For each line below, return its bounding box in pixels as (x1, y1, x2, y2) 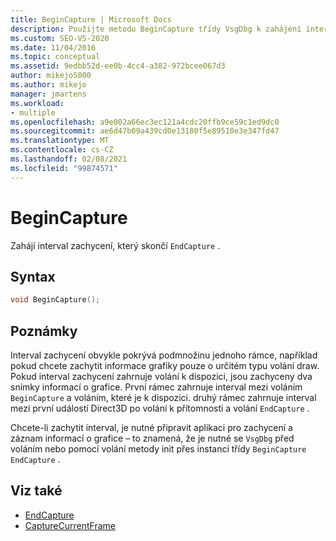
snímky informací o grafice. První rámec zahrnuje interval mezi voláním (10, 381, 303, 393)
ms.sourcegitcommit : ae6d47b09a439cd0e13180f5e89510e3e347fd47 (10, 126, 280, 136)
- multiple (10, 107, 56, 118)
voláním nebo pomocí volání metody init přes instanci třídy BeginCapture (10, 443, 307, 455)
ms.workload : (10, 98, 65, 108)
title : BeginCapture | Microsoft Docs (10, 14, 172, 25)
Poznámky (10, 322, 78, 340)
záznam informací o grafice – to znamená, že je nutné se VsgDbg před (10, 432, 295, 445)
